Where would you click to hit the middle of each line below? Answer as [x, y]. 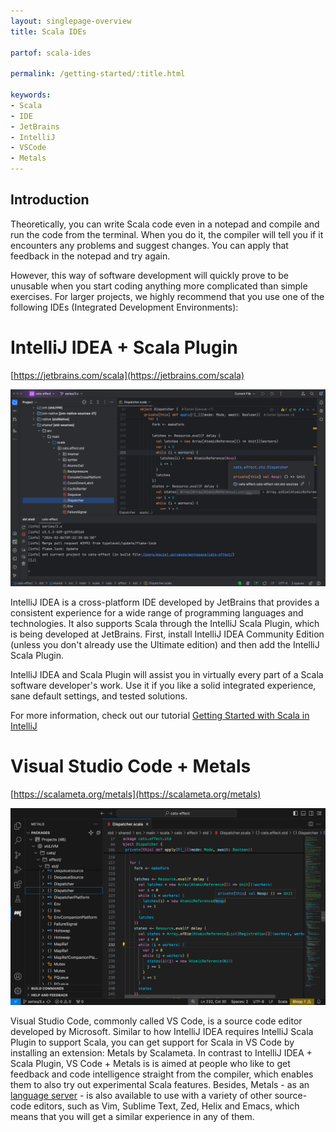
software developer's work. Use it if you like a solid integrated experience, [163, 685]
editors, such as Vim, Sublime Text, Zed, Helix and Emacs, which [166, 1106]
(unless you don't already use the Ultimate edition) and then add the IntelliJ [165, 644]
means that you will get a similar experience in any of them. [132, 1116]
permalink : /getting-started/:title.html [98, 74]
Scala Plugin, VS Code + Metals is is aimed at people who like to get [150, 1063]
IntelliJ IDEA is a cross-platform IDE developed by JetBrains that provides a [165, 602]
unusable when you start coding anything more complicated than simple [159, 286]
